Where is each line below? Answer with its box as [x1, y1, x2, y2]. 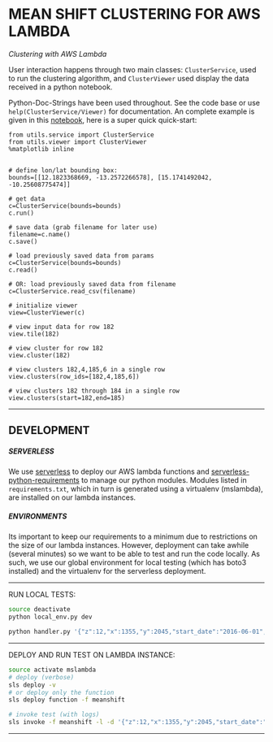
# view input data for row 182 [8, 323, 115, 331]
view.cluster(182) [8, 351, 71, 359]
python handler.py [8, 627, 71, 636]
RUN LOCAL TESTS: [8, 590, 76, 600]
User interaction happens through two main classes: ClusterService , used [8, 64, 257, 74]
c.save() [8, 237, 38, 245]
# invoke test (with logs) [8, 710, 100, 719]
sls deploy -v [8, 680, 57, 689]
